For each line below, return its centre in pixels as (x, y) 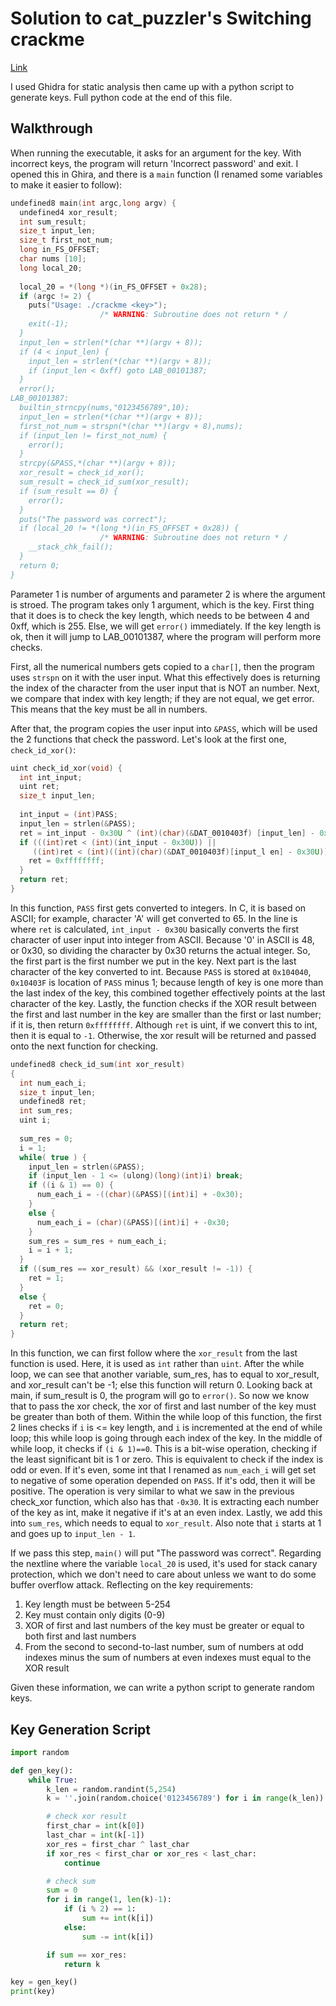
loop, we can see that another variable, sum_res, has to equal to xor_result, (165, 1374)
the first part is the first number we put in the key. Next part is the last (153, 961)
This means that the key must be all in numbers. (109, 709)
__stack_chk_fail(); (71, 547)
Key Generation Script (81, 1729)
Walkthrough (51, 128)
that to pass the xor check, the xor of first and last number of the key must (163, 1406)
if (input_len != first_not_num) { (93, 435)
